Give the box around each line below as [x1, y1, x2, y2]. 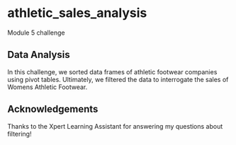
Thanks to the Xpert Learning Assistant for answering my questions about [7, 122, 223, 130]
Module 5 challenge [7, 28, 65, 37]
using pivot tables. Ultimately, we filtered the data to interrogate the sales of [7, 75, 229, 83]
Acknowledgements [7, 103, 99, 115]
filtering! [7, 129, 32, 138]
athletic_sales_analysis [7, 5, 147, 21]
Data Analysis [7, 49, 71, 61]
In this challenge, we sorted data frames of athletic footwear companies [7, 67, 218, 76]
